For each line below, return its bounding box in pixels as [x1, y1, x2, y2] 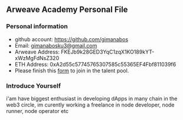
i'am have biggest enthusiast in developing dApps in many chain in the [6, 95, 178, 102]
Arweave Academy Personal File [6, 5, 128, 15]
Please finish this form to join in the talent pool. [14, 67, 129, 74]
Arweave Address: [14, 48, 60, 55]
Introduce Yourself [6, 82, 61, 90]
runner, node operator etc [6, 107, 69, 114]
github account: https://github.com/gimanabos [14, 35, 129, 43]
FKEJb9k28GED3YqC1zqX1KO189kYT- [61, 48, 155, 55]
